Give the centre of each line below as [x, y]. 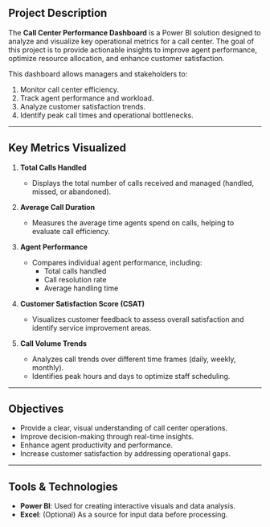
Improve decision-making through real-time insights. [107, 437]
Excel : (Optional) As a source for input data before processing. [124, 515]
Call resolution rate [75, 279]
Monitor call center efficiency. [69, 89]
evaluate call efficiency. [71, 231]
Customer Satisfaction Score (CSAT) [82, 303]
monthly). [48, 367]
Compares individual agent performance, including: [117, 262]
